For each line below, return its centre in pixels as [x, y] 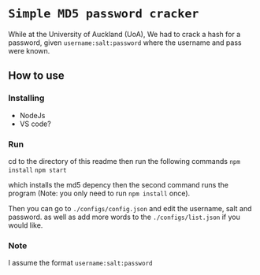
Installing [26, 98]
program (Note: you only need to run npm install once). [99, 193]
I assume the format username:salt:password [80, 263]
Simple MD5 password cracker [104, 14]
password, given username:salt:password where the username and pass [125, 43]
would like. [26, 225]
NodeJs [32, 115]
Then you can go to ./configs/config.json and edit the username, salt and [130, 208]
